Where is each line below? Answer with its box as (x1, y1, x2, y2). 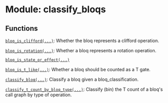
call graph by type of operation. (5, 92, 72, 98)
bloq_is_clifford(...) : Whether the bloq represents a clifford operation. (5, 37, 160, 44)
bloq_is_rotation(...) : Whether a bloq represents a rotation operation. (5, 48, 157, 53)
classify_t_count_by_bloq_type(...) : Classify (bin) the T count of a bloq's (5, 86, 163, 92)
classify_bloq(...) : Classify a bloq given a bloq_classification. (5, 76, 139, 83)
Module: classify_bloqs (5, 4, 106, 15)
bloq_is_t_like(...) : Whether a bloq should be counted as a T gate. (5, 67, 151, 72)
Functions (5, 24, 38, 33)
